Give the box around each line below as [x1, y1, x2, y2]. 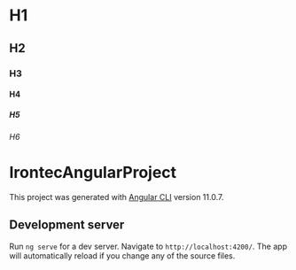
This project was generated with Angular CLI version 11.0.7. [9, 192, 224, 202]
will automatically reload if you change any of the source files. [9, 250, 236, 261]
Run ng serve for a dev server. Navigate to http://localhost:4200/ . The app [9, 241, 288, 251]
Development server [9, 218, 125, 233]
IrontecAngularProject [9, 163, 177, 182]
